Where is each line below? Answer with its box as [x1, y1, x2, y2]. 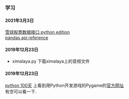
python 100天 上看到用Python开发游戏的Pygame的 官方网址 [5, 82, 124, 88]
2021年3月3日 [5, 17, 34, 23]
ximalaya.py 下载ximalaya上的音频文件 [12, 58, 90, 64]
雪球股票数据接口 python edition [5, 29, 70, 35]
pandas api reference [5, 35, 49, 41]
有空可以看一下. [5, 88, 37, 94]
